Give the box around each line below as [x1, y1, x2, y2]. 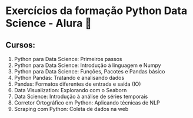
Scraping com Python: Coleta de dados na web [14, 106, 129, 112]
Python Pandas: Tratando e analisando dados [14, 75, 125, 81]
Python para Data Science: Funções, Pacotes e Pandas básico [14, 68, 165, 75]
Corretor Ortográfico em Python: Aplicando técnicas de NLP [14, 99, 160, 106]
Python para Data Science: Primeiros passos [14, 56, 122, 62]
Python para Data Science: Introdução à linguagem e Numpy [14, 62, 161, 69]
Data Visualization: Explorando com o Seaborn [14, 87, 127, 93]
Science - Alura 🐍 [5, 16, 92, 30]
